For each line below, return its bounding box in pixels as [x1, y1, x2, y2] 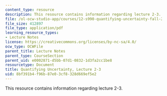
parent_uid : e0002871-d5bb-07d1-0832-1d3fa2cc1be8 [5, 58, 112, 63]
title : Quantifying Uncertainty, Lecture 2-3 [5, 67, 101, 72]
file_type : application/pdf [5, 26, 64, 31]
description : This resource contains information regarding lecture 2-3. [5, 12, 162, 17]
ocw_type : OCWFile [5, 44, 43, 49]
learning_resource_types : [5, 30, 59, 35]
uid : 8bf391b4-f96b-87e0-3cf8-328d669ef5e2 [5, 72, 97, 77]
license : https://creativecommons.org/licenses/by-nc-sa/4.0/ [5, 40, 137, 45]
